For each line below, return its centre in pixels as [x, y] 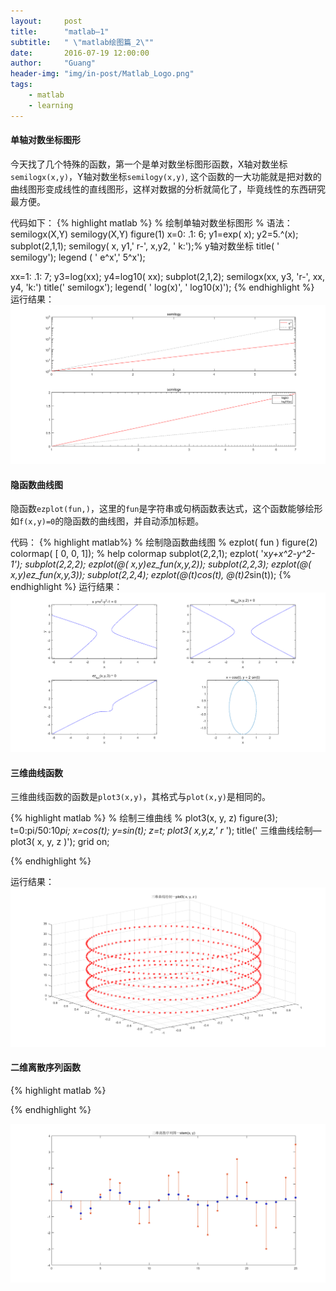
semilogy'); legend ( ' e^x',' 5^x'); [78, 257]
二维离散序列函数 [45, 1067]
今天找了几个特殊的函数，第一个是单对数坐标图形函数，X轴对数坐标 [149, 164]
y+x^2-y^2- [292, 554]
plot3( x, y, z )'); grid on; [60, 842]
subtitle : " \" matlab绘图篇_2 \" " [82, 42]
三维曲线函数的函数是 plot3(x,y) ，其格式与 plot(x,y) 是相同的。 [141, 797]
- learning [51, 105]
